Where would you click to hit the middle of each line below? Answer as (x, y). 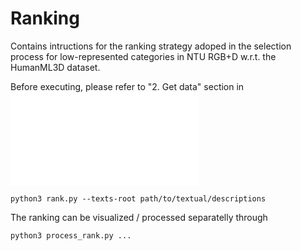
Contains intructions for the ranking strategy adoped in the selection (151, 46)
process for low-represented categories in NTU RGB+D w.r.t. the (143, 56)
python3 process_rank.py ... (71, 235)
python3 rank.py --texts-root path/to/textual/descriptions (138, 198)
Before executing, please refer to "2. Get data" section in (127, 86)
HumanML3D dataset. (55, 67)
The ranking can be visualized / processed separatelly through (139, 217)
